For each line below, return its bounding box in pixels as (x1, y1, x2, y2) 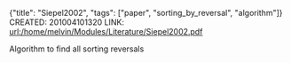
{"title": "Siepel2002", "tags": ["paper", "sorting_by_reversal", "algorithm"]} (9, 8, 283, 18)
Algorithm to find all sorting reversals (9, 43, 145, 54)
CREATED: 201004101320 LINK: (9, 17, 124, 28)
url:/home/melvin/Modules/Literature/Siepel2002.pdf (9, 27, 203, 36)
